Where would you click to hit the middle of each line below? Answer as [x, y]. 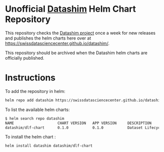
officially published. [25, 58]
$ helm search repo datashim [35, 118]
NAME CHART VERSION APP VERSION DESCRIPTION [78, 123]
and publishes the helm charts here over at [48, 38]
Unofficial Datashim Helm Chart [71, 9]
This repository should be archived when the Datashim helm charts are [76, 53]
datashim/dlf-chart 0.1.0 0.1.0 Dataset [74, 128]
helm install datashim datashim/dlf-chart [49, 146]
